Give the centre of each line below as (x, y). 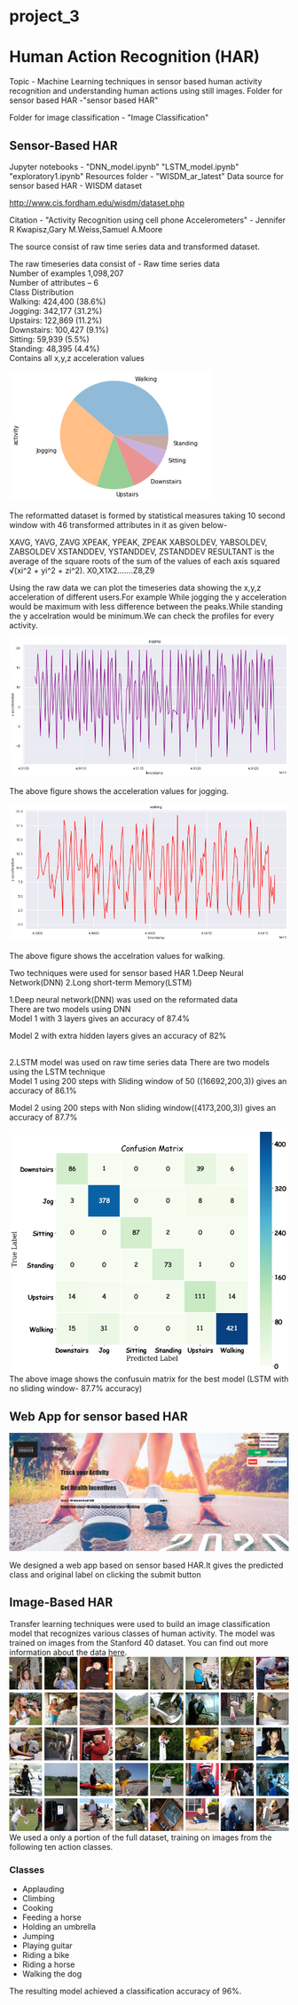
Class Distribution (41, 292)
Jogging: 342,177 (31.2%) (56, 311)
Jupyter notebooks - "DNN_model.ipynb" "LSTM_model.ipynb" (124, 167)
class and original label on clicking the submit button (105, 1574)
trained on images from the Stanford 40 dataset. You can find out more (139, 1642)
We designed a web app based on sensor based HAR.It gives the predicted (146, 1565)
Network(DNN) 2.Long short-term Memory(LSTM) (101, 982)
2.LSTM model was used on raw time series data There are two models (140, 1062)
